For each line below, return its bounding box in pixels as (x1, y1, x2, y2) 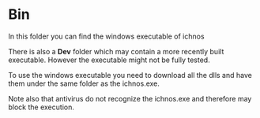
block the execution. (8, 102, 75, 112)
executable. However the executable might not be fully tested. (8, 55, 211, 65)
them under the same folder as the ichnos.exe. (8, 79, 160, 88)
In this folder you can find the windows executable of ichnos (8, 31, 205, 41)
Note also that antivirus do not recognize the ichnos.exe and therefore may (8, 94, 252, 103)
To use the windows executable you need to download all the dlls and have (8, 70, 253, 79)
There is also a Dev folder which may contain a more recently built (8, 46, 224, 56)
